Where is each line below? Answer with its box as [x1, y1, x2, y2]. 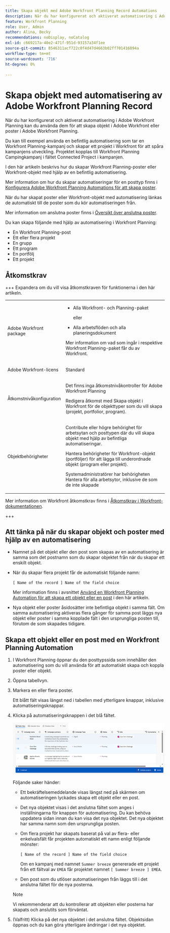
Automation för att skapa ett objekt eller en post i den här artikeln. [12, 595, 150, 601]
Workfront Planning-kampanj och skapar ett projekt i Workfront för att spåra [5, 143, 163, 149]
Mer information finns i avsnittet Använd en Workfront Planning [12, 589, 144, 595]
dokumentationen [5, 503, 42, 509]
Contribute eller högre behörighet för [65, 425, 143, 430]
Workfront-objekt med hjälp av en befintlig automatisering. [5, 169, 127, 175]
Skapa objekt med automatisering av [5, 89, 163, 101]
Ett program [12, 245, 38, 251]
